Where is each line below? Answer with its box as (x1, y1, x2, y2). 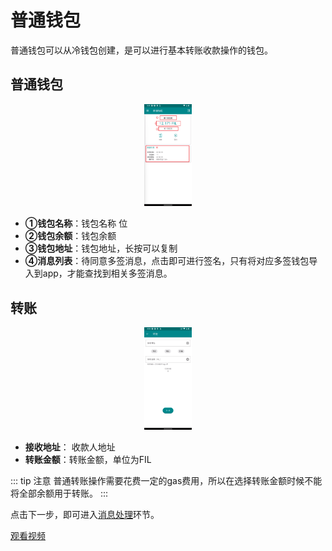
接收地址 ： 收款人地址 (24, 441, 116, 453)
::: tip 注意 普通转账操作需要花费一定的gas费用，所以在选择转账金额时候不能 (10, 474, 323, 486)
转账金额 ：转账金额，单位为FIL (24, 453, 152, 465)
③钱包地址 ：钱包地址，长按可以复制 (24, 242, 178, 255)
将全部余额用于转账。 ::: (10, 487, 109, 499)
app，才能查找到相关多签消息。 (42, 267, 173, 280)
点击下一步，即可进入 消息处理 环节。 (10, 508, 160, 520)
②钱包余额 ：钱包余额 (24, 230, 117, 242)
